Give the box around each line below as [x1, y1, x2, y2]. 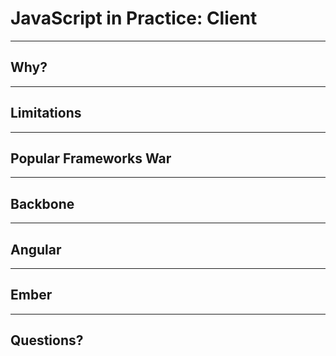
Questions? [10, 332, 84, 349]
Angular [10, 241, 62, 258]
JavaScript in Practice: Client [10, 7, 258, 30]
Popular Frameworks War [10, 150, 172, 167]
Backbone [10, 195, 75, 212]
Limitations [10, 105, 82, 122]
